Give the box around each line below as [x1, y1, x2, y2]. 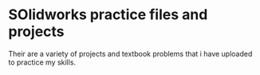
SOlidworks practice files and [8, 6, 208, 24]
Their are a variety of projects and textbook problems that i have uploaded [8, 49, 253, 58]
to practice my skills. [8, 57, 77, 67]
